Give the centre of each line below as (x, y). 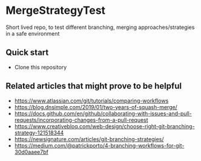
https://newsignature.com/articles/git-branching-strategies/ (89, 139)
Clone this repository (41, 67)
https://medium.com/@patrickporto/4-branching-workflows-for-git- (99, 145)
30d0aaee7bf (31, 152)
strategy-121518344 (39, 133)
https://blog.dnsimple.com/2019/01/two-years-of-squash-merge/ (96, 107)
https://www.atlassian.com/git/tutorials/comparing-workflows (91, 101)
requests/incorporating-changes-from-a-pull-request (81, 120)
